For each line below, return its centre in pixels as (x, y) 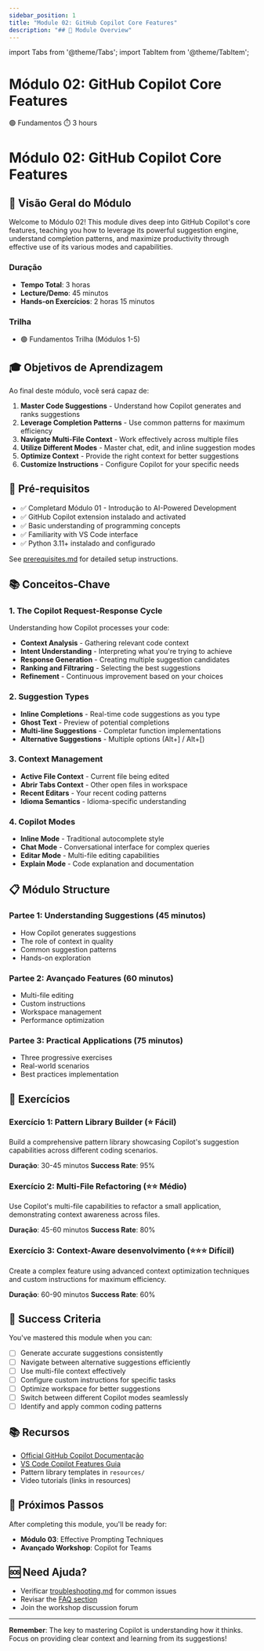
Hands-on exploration (55, 958)
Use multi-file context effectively (73, 1371)
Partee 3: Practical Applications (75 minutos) (96, 1041)
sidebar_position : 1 (43, 15)
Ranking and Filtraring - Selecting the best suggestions (110, 668)
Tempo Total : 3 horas (55, 284)
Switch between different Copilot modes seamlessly (104, 1397)
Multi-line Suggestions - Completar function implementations (121, 730)
